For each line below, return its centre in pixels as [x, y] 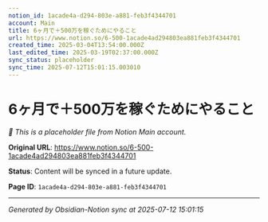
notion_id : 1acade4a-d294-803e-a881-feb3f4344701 [93, 16]
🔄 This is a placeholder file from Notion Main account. [97, 131]
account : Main [32, 23]
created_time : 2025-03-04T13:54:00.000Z [77, 45]
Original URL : [31, 147]
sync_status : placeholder [51, 60]
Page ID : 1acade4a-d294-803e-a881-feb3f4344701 [88, 186]
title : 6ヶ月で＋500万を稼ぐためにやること [73, 30]
